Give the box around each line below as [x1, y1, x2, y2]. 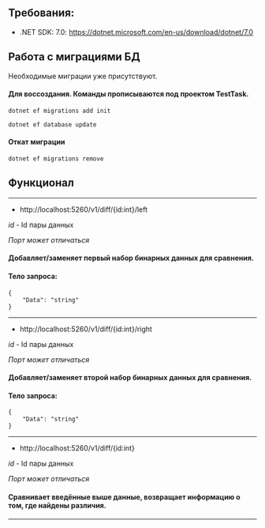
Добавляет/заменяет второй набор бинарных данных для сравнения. [8, 373, 252, 383]
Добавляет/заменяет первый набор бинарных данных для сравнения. [8, 253, 254, 263]
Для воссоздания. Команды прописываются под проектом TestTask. [8, 89, 249, 99]
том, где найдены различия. [8, 501, 106, 511]
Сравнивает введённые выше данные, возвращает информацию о [8, 492, 241, 502]
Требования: [8, 6, 75, 20]
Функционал [8, 176, 75, 190]
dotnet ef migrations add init [8, 107, 111, 115]
